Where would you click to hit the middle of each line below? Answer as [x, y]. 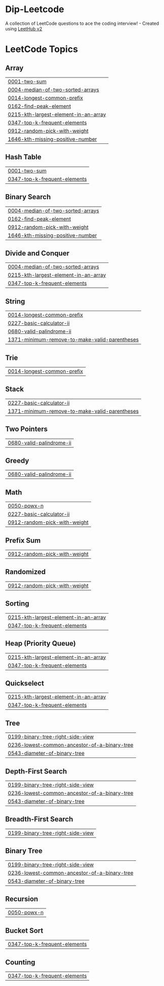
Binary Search [28, 197]
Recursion [22, 899]
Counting [20, 962]
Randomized [26, 572]
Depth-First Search [36, 771]
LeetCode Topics [42, 49]
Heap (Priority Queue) [40, 644]
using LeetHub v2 [24, 28]
